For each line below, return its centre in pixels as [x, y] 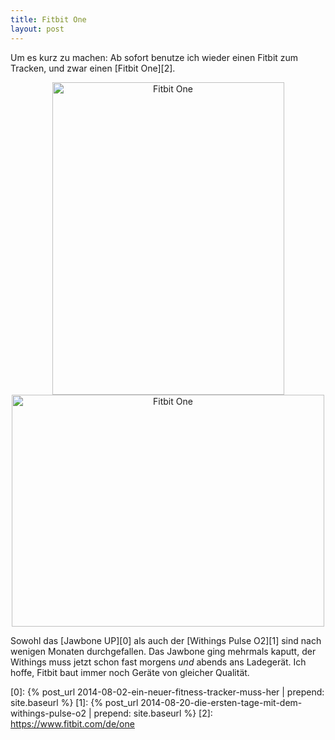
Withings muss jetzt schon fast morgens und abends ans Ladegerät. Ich [158, 662]
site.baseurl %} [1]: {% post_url [74, 702]
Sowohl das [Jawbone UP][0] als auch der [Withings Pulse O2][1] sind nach [166, 640]
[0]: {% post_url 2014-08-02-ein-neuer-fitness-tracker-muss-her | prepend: [167, 692]
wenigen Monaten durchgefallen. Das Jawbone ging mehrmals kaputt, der [163, 651]
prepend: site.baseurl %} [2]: [153, 713]
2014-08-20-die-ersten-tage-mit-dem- [221, 702]
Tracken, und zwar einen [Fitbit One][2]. [93, 68]
